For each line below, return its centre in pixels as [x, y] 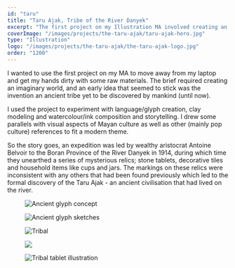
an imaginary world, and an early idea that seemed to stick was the [104, 88]
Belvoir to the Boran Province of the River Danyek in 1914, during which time [117, 153]
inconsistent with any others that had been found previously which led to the [118, 175]
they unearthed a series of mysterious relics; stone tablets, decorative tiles [115, 160]
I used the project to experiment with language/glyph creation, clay [104, 109]
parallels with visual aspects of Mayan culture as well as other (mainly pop [115, 124]
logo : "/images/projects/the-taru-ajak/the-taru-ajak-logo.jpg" [103, 46]
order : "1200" [28, 53]
